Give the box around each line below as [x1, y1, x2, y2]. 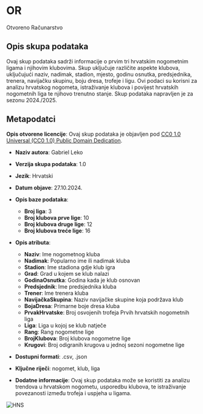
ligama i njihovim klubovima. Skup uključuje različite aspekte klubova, [6, 64, 181, 71]
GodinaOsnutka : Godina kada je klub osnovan [24, 276, 140, 284]
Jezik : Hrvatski [15, 172, 53, 180]
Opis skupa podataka [6, 41, 89, 52]
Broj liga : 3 [24, 208, 52, 215]
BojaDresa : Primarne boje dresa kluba [24, 302, 120, 309]
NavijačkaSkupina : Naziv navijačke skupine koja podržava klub [24, 296, 184, 303]
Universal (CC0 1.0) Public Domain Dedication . [6, 136, 123, 144]
